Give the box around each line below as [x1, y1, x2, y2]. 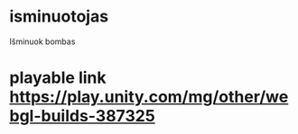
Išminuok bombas [9, 36, 76, 47]
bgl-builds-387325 [9, 106, 155, 127]
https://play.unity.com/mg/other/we [9, 87, 289, 107]
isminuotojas [9, 6, 109, 27]
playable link [9, 67, 107, 88]
